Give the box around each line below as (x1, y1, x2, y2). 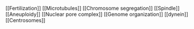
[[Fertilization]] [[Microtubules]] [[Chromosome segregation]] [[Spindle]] (5, 5, 180, 11)
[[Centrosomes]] (5, 17, 46, 23)
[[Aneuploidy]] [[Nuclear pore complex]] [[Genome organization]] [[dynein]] (5, 11, 188, 18)
